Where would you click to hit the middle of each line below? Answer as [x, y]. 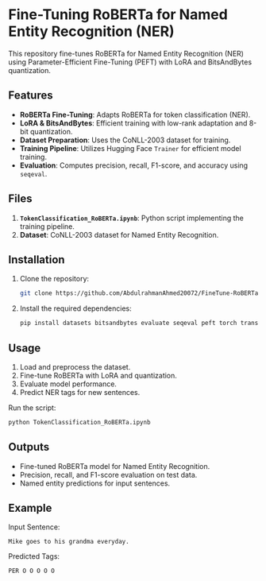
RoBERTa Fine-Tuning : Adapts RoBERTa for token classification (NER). [135, 114]
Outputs [29, 447]
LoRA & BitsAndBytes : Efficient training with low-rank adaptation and [133, 123]
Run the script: [32, 408]
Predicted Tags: [34, 556]
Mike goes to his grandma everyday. [69, 542]
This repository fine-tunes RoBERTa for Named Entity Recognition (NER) [126, 53]
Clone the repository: [54, 279]
